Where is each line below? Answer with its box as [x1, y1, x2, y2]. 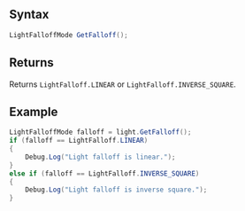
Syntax [9, 7, 50, 22]
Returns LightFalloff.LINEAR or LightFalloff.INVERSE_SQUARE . [9, 79, 236, 90]
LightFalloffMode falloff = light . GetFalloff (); [9, 128, 192, 137]
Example [9, 104, 58, 119]
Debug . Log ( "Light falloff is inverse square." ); [25, 185, 208, 194]
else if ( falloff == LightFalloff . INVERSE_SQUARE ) [9, 168, 200, 178]
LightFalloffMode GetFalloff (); [9, 30, 128, 39]
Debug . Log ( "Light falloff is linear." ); [25, 152, 176, 161]
